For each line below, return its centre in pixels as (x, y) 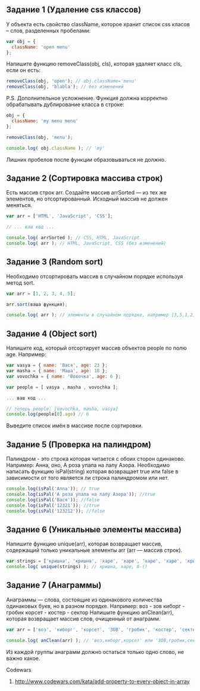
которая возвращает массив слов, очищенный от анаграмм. (83, 618)
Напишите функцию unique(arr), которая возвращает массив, (84, 544)
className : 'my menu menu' (45, 121)
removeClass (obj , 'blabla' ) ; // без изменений (65, 87)
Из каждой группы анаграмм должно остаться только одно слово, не (95, 652)
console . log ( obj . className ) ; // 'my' (56, 148)
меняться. (19, 205)
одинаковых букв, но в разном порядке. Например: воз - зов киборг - (96, 606)
